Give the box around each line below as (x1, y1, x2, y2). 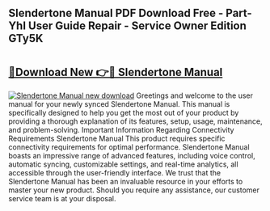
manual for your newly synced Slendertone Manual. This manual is (8, 99, 230, 108)
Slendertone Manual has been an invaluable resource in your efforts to (8, 177, 243, 186)
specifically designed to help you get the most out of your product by (8, 108, 239, 117)
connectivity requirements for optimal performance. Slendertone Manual (8, 142, 250, 152)
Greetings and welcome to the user (136, 91, 253, 100)
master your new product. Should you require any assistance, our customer (8, 185, 260, 195)
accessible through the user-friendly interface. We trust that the (8, 168, 221, 177)
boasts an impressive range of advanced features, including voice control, (8, 151, 256, 160)
